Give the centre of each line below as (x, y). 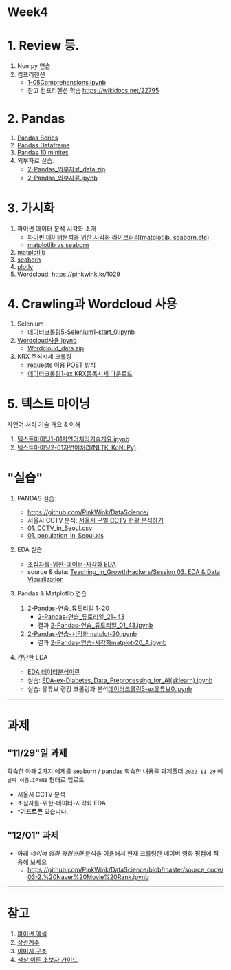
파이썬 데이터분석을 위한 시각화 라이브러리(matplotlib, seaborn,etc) (118, 237)
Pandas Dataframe (43, 145)
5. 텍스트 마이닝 (49, 404)
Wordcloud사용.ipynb (47, 340)
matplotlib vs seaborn (58, 245)
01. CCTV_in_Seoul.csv (60, 528)
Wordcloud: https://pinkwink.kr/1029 (69, 274)
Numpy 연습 (34, 66)
